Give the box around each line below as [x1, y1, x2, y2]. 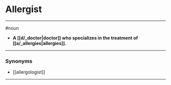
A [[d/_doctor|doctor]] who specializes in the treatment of [12, 34, 138, 41]
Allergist [5, 4, 42, 15]
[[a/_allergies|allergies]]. [12, 40, 67, 46]
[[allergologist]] [12, 69, 45, 75]
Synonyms [5, 57, 33, 64]
